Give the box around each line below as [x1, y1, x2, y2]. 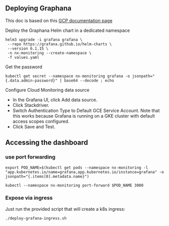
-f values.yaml [7, 55, 39, 60]
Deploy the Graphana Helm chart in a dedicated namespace [5, 27, 130, 33]
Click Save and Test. [12, 124, 56, 130]
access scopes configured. [12, 118, 70, 124]
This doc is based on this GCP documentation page [5, 17, 113, 23]
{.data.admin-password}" [5, 78, 58, 83]
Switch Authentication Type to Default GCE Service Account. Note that [12, 107, 160, 114]
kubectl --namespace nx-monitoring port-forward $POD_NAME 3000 [5, 182, 144, 188]
